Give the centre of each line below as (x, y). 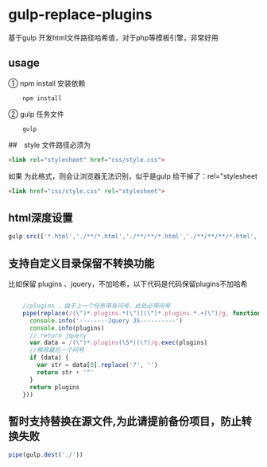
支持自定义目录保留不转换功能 (81, 263)
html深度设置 (41, 217)
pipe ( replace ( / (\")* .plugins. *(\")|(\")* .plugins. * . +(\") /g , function (142, 313)
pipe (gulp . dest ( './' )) (46, 455)
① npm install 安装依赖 (47, 83)
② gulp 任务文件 (37, 114)
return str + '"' (65, 372)
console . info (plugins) (67, 328)
